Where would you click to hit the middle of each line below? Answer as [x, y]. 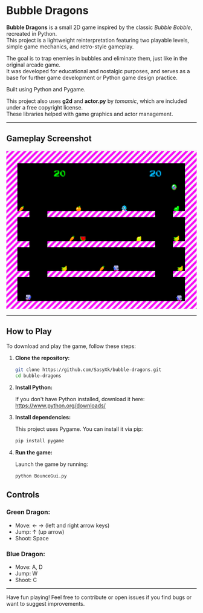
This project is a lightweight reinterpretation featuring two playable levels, [98, 40]
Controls [23, 495]
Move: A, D [29, 567]
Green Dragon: [28, 512]
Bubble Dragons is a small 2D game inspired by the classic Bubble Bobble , [99, 27]
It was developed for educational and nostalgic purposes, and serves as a [98, 71]
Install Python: [34, 387]
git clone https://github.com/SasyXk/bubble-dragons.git [88, 370]
